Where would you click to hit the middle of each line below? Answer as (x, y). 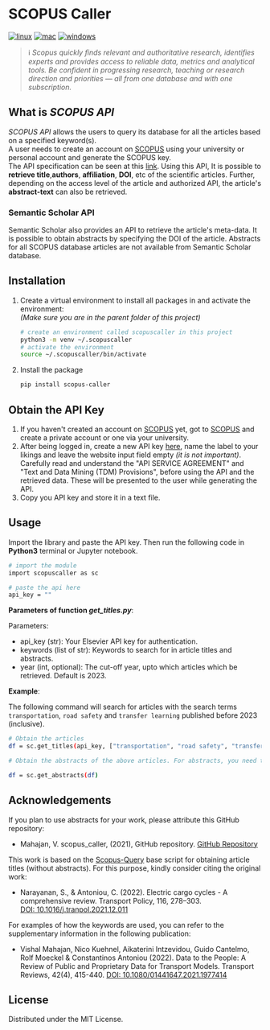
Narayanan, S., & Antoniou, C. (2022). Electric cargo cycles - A (124, 892)
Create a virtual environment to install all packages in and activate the (135, 300)
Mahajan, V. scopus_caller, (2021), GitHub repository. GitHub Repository (139, 844)
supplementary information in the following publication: (100, 933)
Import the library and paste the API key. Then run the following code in (127, 542)
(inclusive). (27, 724)
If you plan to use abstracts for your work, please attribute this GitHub (124, 820)
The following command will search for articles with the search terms (123, 707)
